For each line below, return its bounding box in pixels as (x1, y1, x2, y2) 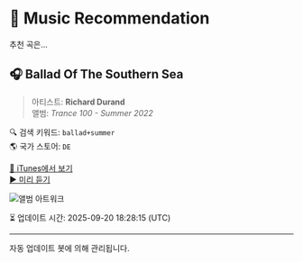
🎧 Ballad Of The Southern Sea (9, 67, 184, 82)
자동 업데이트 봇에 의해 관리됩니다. (9, 242, 130, 253)
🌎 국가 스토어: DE (9, 140, 71, 151)
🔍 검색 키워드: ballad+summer (9, 126, 115, 138)
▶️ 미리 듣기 (9, 174, 51, 185)
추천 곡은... (9, 39, 48, 50)
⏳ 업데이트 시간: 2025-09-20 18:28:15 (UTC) (9, 212, 171, 223)
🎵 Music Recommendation (9, 8, 210, 29)
